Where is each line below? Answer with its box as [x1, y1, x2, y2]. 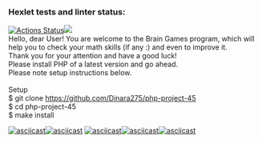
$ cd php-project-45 [8, 102, 76, 112]
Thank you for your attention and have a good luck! [8, 51, 178, 61]
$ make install [8, 110, 54, 120]
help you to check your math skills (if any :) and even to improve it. [8, 42, 228, 52]
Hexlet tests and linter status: [8, 6, 126, 18]
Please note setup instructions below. [8, 68, 132, 77]
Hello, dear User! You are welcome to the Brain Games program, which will [8, 34, 255, 44]
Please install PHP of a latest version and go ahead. [8, 59, 179, 70]
